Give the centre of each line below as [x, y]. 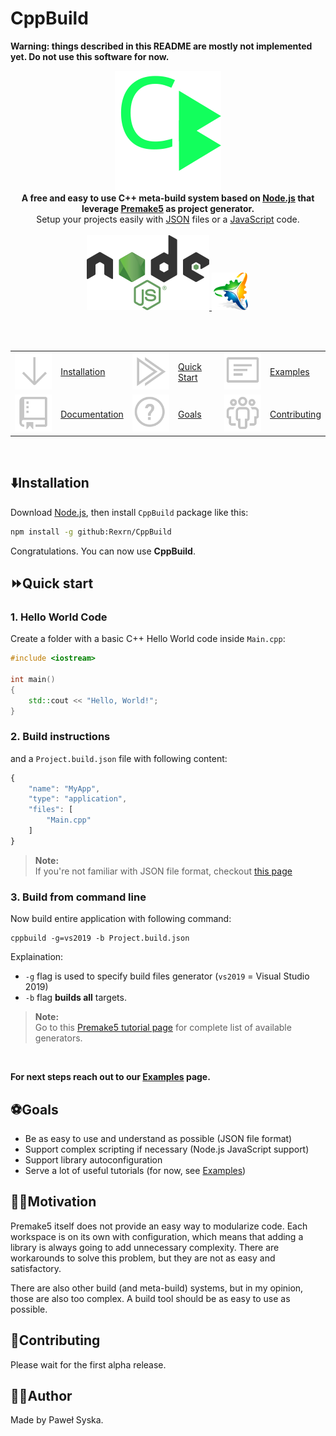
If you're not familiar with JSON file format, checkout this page [163, 871]
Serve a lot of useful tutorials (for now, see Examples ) [135, 1170]
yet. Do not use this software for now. [90, 56]
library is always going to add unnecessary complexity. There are [145, 1247]
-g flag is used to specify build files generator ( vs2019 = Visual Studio [167, 976]
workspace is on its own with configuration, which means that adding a [157, 1236]
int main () [33, 679]
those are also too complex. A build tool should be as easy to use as [150, 1298]
